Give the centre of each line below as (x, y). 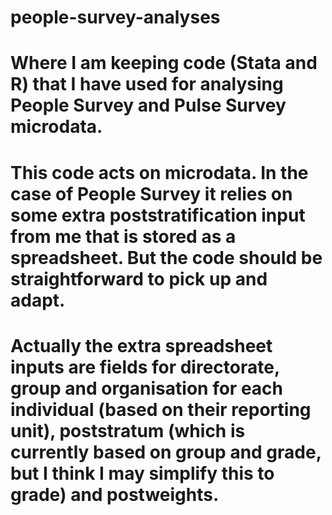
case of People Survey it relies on (151, 193)
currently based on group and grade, (166, 452)
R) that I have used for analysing (147, 84)
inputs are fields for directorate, (145, 367)
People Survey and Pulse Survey (148, 105)
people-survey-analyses (115, 17)
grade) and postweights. (115, 494)
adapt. (38, 300)
